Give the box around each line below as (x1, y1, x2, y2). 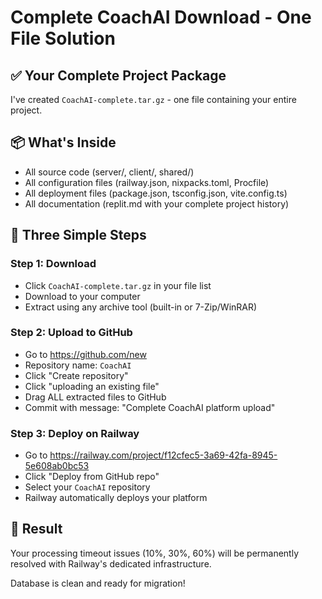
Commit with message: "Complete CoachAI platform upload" (24, 401, 276, 413)
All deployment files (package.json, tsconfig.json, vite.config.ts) (24, 187, 288, 199)
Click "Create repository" (24, 369, 129, 381)
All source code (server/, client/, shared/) (24, 166, 195, 178)
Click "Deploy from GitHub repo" (24, 471, 160, 483)
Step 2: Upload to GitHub (10, 326, 133, 340)
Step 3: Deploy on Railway (10, 426, 140, 440)
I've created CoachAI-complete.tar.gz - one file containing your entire (10, 94, 297, 105)
